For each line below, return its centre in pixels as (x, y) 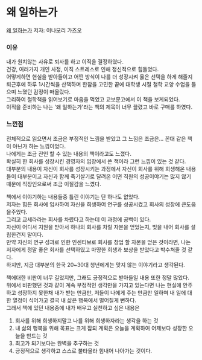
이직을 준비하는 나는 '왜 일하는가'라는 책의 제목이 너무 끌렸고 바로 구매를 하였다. (99, 107)
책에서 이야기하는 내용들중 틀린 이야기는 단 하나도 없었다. (73, 196)
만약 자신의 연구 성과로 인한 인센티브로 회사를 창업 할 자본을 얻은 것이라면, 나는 (99, 242)
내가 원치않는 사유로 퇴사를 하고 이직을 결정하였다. (65, 62)
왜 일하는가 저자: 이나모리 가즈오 (44, 30)
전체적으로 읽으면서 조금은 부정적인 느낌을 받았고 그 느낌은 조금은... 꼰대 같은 (96, 138)
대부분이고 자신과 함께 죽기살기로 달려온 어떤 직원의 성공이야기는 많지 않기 (104, 176)
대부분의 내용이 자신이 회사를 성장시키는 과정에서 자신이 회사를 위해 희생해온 (96, 169)
